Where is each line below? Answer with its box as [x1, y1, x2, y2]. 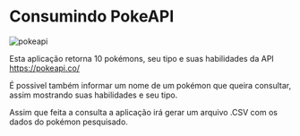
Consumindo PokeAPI [9, 6, 175, 27]
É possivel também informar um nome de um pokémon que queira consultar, [9, 80, 292, 90]
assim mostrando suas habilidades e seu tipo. [9, 89, 178, 100]
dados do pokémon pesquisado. [9, 116, 128, 127]
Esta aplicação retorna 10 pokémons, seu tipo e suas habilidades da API [9, 53, 275, 64]
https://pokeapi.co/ [9, 63, 81, 73]
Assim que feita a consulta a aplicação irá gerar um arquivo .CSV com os [9, 106, 278, 117]
